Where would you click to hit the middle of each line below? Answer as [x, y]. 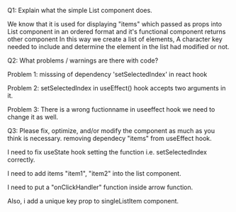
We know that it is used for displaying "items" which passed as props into [114, 24]
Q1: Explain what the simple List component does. [80, 10]
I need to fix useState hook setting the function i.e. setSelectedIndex [107, 152]
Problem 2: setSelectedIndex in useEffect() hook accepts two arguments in [117, 88]
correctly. [21, 160]
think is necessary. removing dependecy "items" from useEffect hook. [110, 138]
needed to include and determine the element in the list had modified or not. [118, 47]
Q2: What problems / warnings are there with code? [83, 60]
